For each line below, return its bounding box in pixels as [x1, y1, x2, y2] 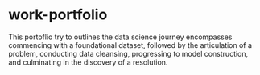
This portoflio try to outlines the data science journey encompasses [8, 32, 233, 41]
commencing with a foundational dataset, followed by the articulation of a [8, 40, 252, 49]
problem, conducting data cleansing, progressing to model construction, [8, 49, 249, 58]
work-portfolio [8, 6, 108, 24]
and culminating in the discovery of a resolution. [8, 57, 168, 67]
